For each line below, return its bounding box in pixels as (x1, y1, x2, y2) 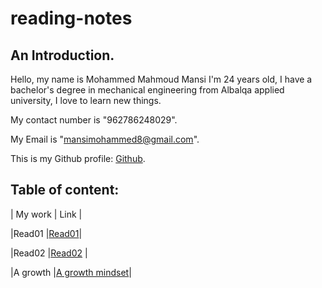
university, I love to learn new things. (10, 95, 162, 106)
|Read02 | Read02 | (10, 247, 88, 259)
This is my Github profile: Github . (10, 153, 146, 164)
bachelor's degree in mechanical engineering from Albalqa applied (10, 84, 285, 96)
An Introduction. (10, 47, 115, 64)
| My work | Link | (10, 208, 83, 220)
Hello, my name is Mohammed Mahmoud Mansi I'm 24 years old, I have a (10, 73, 313, 85)
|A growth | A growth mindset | (10, 266, 132, 278)
